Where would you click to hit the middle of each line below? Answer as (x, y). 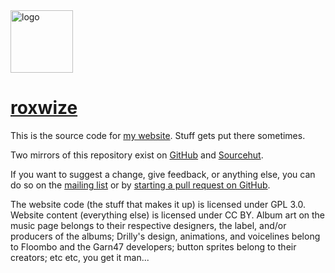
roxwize (44, 108)
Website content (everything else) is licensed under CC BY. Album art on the (168, 215)
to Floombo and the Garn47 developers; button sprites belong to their (153, 246)
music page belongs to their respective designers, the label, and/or (148, 225)
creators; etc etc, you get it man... (80, 257)
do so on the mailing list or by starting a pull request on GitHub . (140, 185)
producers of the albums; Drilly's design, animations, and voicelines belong (165, 236)
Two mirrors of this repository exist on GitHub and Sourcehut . (137, 155)
